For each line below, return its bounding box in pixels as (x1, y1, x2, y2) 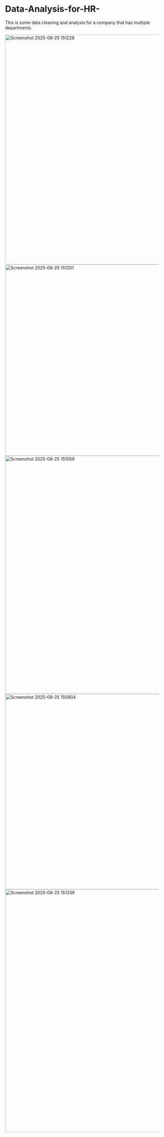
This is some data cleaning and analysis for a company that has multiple (5, 20, 150, 25)
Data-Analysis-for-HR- (5, 3, 100, 15)
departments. (5, 24, 32, 30)
